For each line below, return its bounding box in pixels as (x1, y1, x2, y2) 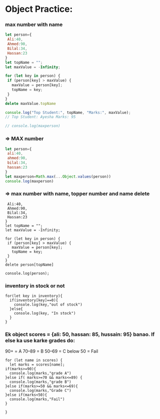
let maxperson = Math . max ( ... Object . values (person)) (5, 174, 111, 179)
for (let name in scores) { (5, 358, 63, 363)
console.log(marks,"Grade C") (9, 388, 71, 393)
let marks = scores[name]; (9, 362, 65, 367)
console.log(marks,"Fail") (9, 397, 65, 402)
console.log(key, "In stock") (14, 311, 76, 316)
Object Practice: (5, 3, 73, 15)
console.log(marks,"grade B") (9, 379, 71, 384)
